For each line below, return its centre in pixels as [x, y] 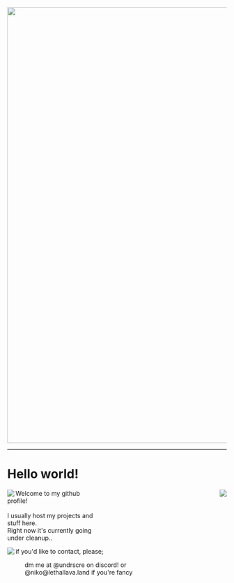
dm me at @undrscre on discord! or [76, 565]
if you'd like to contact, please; [60, 551]
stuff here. [22, 523]
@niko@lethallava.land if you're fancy [79, 572]
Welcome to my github [48, 493]
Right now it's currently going [49, 530]
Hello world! [43, 474]
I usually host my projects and [50, 515]
